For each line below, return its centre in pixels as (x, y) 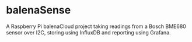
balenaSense (39, 10)
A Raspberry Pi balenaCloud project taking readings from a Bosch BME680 (96, 26)
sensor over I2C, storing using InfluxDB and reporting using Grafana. (88, 32)
